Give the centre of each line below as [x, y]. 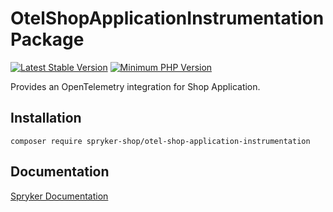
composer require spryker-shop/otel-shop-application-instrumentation [160, 141]
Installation [46, 118]
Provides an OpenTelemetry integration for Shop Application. [135, 86]
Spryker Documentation [59, 196]
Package [47, 39]
